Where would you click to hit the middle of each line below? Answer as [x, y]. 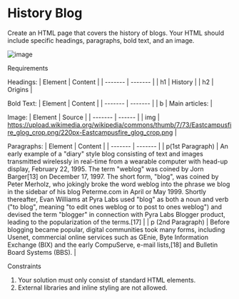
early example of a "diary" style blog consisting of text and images [105, 153]
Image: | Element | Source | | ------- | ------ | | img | [84, 117]
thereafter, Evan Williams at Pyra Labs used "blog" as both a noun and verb [118, 199]
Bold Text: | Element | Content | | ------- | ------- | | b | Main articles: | [110, 103]
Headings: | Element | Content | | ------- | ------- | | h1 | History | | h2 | [111, 82]
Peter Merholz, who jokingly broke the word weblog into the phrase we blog [119, 184]
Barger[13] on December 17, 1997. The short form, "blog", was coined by [113, 176]
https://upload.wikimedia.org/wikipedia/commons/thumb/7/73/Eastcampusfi [119, 125]
